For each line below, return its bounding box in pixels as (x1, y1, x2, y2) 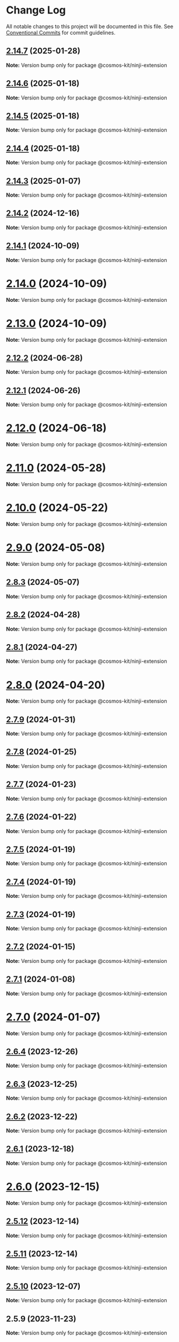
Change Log (6, 4, 66, 17)
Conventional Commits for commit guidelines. (6, 29, 115, 36)
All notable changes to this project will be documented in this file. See (6, 23, 174, 30)
